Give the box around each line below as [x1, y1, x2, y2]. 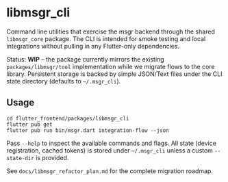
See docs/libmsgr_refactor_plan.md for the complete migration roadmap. [6, 166, 214, 175]
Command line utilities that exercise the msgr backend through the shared [6, 27, 215, 36]
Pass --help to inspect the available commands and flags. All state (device [6, 139, 217, 147]
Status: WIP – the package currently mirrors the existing [6, 55, 165, 63]
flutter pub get [6, 121, 53, 128]
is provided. [36, 153, 69, 161]
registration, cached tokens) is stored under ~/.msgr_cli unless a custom [6, 146, 214, 155]
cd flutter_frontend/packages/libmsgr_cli [6, 115, 129, 122]
